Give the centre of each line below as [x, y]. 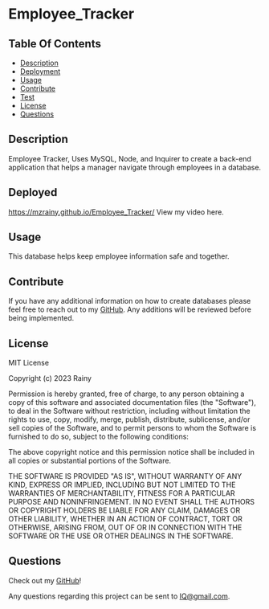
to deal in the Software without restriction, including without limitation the [129, 411]
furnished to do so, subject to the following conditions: [98, 437]
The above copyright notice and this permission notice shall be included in [131, 452]
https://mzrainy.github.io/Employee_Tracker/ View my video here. [116, 212]
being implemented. [41, 318]
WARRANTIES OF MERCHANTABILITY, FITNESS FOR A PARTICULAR [122, 493]
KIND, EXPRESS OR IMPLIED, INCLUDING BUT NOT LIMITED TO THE [122, 485]
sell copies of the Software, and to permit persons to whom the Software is [132, 428]
